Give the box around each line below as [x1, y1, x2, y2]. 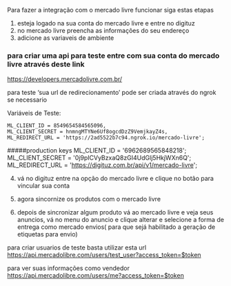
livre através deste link [7, 59, 85, 69]
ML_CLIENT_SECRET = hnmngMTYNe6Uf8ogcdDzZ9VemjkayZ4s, [7, 129, 168, 135]
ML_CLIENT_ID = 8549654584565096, [7, 122, 107, 129]
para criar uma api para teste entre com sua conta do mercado [7, 51, 220, 60]
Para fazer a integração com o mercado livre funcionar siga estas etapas [7, 6, 214, 14]
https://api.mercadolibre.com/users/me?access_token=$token [7, 272, 184, 280]
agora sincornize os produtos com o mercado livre [17, 195, 161, 203]
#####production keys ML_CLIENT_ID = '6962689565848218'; [7, 146, 187, 155]
